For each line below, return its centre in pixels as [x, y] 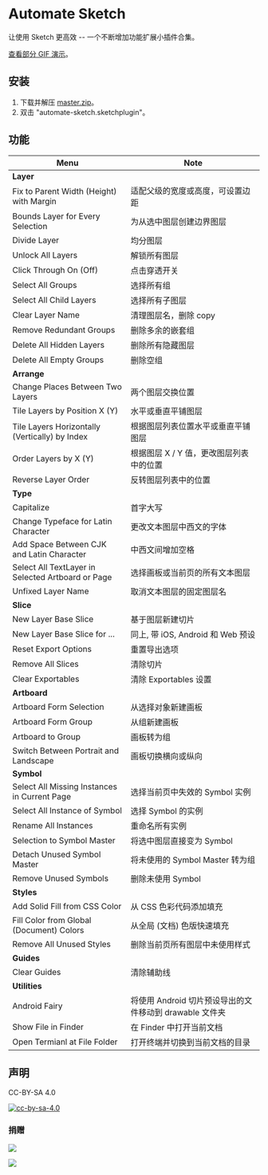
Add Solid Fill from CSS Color [67, 906]
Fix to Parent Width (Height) [65, 191]
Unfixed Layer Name [51, 591]
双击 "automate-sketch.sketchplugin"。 [85, 112]
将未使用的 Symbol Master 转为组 [193, 860]
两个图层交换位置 [163, 392]
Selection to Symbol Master [64, 840]
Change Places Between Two [67, 386]
